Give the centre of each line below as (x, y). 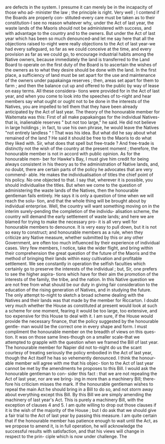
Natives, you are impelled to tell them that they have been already (71, 106)
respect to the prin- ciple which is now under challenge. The (66, 436)
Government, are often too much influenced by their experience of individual (82, 243)
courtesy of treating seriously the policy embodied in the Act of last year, (79, 353)
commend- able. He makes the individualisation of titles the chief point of (79, 175)
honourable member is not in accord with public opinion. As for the (73, 154)
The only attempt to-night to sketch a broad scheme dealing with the (74, 295)
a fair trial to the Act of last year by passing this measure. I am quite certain (81, 415)
